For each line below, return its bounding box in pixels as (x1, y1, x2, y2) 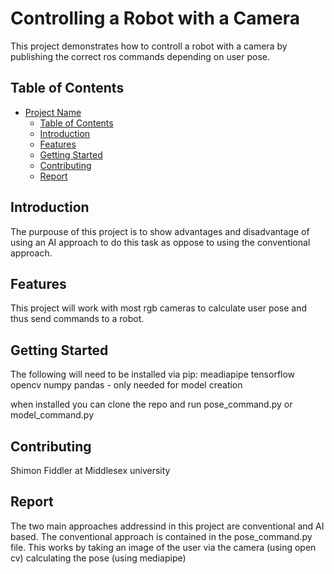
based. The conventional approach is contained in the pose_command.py (10, 530, 313, 542)
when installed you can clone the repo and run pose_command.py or (10, 398, 293, 411)
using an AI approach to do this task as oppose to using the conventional (10, 236, 311, 248)
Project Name (24, 106, 82, 118)
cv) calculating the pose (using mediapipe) (10, 552, 187, 564)
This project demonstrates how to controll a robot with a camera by (10, 40, 288, 52)
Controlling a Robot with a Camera (10, 7, 300, 30)
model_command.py (10, 409, 94, 421)
